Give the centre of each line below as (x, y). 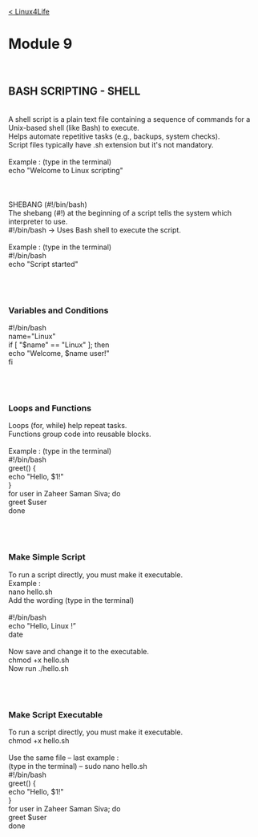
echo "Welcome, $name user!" (59, 354)
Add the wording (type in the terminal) (71, 600)
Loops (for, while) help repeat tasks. (68, 426)
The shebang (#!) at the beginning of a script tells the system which (120, 212)
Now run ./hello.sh (39, 668)
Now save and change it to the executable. (79, 651)
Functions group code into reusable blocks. (80, 434)
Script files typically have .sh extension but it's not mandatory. (111, 144)
